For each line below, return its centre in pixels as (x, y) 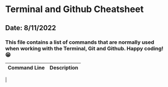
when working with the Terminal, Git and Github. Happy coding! (84, 48)
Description (64, 67)
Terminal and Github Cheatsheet (75, 9)
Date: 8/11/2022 (31, 28)
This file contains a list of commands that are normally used (80, 42)
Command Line (26, 67)
